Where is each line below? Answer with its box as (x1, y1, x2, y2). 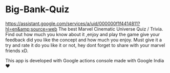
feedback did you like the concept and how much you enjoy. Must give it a (5, 37, 162, 43)
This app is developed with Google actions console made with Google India (5, 57, 164, 63)
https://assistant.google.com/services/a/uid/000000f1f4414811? (5, 20, 140, 27)
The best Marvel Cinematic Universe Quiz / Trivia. (58, 26, 163, 32)
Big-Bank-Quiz (5, 4, 70, 15)
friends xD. (5, 47, 29, 54)
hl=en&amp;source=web (5, 26, 57, 32)
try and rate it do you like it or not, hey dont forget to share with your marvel (5, 42, 165, 48)
